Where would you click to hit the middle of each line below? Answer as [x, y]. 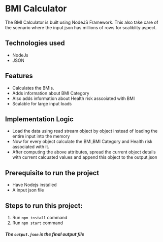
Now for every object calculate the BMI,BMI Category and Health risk [82, 142]
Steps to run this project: [44, 206]
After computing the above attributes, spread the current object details [84, 152]
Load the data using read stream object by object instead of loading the [85, 131]
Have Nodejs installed [34, 185]
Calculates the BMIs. [33, 88]
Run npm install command [40, 218]
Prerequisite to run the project [52, 173]
